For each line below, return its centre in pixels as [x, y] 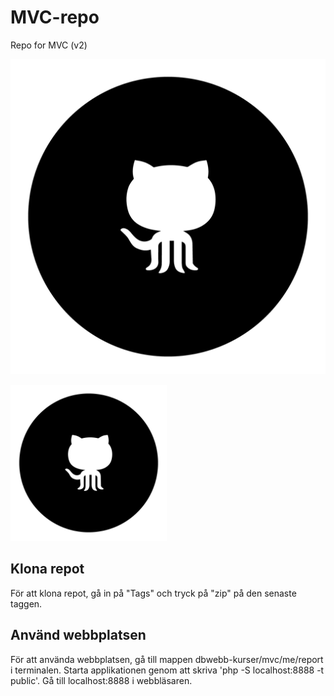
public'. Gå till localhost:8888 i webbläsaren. [101, 680]
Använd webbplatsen [78, 635]
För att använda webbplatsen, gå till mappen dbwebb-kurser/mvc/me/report [167, 659]
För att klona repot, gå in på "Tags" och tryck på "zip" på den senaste [153, 593]
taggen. [26, 603]
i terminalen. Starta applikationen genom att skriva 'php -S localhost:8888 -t [167, 670]
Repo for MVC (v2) [49, 45]
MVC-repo [55, 17]
